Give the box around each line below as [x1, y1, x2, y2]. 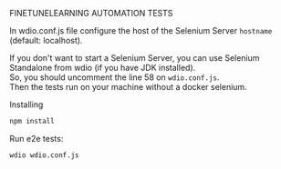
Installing [9, 99, 44, 110]
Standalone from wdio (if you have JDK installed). [9, 63, 196, 73]
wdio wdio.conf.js [9, 150, 79, 160]
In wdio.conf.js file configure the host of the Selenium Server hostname [9, 25, 273, 35]
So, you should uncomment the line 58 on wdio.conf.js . [9, 72, 220, 83]
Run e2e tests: [9, 133, 64, 144]
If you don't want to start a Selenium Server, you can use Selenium [9, 53, 260, 63]
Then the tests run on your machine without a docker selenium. [9, 82, 248, 92]
